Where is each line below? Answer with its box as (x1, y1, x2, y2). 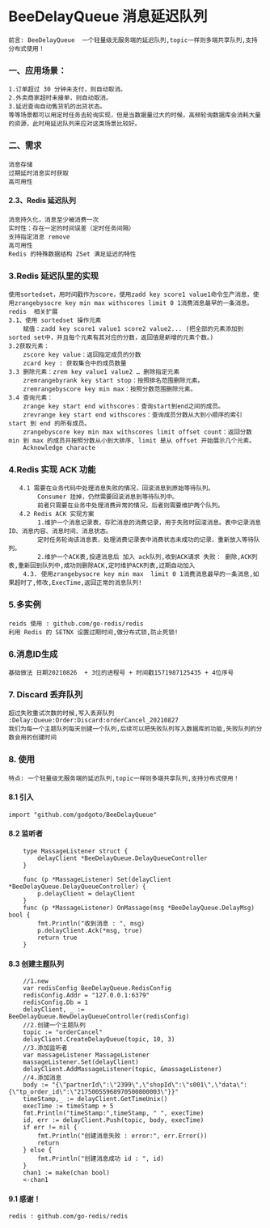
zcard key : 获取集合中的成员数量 (23, 359, 127, 368)
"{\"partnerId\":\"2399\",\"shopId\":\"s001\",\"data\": (51, 1081, 248, 1089)
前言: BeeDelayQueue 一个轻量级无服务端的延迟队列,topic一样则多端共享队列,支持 (8, 36, 258, 44)
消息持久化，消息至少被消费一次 (8, 215, 99, 223)
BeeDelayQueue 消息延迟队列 (8, 7, 208, 26)
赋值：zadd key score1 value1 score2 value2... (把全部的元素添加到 (23, 325, 244, 333)
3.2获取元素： (8, 342, 50, 350)
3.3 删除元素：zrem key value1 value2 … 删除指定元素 (8, 368, 180, 376)
